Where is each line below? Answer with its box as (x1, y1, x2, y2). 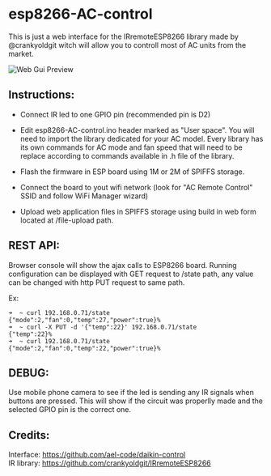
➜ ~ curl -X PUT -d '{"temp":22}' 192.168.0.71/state (8, 323, 197, 331)
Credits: (8, 428, 50, 442)
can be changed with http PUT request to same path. (8, 277, 185, 287)
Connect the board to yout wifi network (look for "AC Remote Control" (19, 182, 253, 192)
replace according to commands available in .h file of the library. (19, 151, 235, 160)
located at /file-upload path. (19, 215, 114, 225)
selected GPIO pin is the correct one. (8, 405, 132, 414)
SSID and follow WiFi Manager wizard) (19, 191, 149, 201)
